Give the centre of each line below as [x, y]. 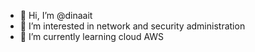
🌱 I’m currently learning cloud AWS [92, 36]
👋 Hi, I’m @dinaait [56, 15]
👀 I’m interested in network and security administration [132, 26]
